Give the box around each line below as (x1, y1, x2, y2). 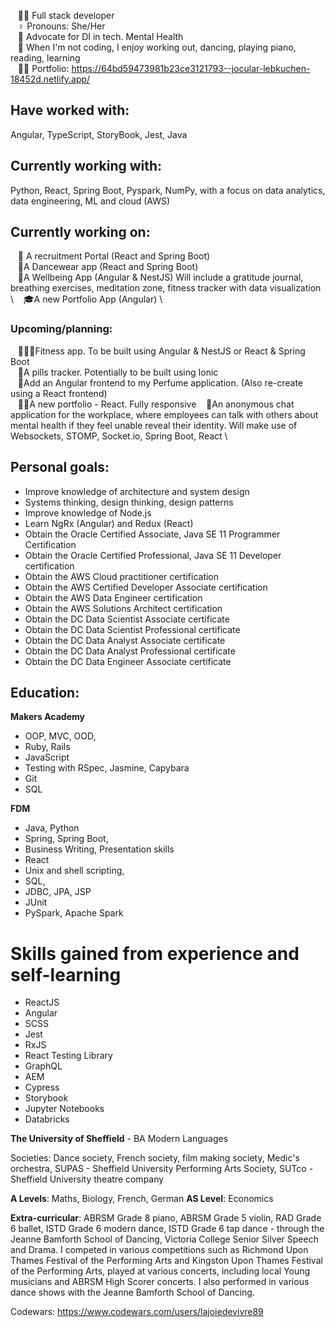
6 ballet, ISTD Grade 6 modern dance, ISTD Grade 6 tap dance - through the (10, 1223, 325, 1235)
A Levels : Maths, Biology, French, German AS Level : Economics (10, 1193, 274, 1205)
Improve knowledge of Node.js (24, 506, 152, 519)
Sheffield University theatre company (10, 1173, 165, 1185)
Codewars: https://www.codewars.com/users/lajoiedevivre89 (10, 1306, 264, 1318)
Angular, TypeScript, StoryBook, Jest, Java (10, 128, 188, 140)
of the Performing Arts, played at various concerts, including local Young (10, 1265, 311, 1277)
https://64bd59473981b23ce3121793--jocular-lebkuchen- (71, 63, 311, 74)
